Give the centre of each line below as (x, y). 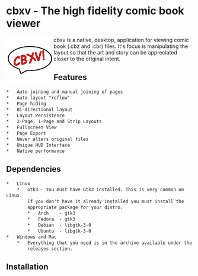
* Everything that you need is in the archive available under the (105, 243)
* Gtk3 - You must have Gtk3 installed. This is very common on (100, 190)
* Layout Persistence (36, 115)
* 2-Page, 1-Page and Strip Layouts (54, 121)
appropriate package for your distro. (75, 207)
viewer (23, 23)
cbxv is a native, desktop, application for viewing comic (121, 40)
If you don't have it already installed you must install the (106, 201)
